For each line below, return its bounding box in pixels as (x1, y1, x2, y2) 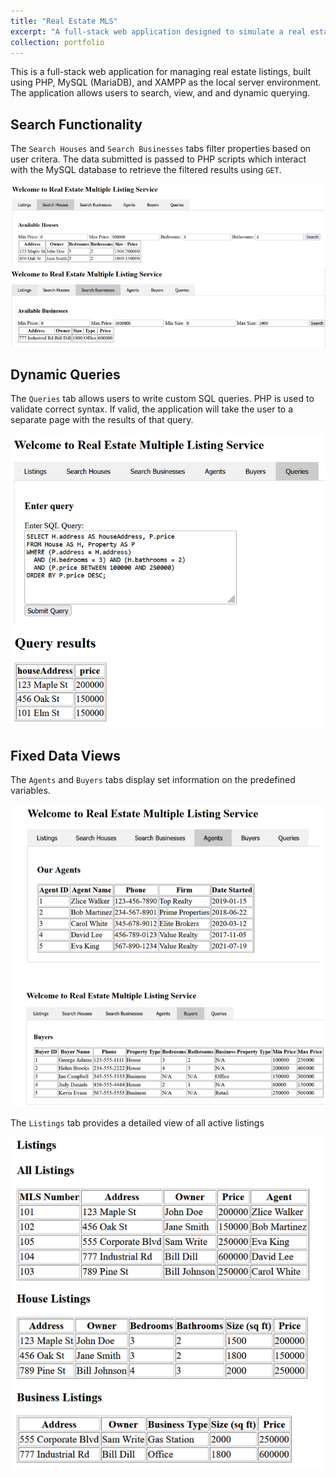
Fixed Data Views (10, 747, 122, 764)
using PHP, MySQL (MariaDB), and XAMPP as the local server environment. (10, 76, 322, 89)
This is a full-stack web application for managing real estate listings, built (10, 66, 312, 78)
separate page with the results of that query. (10, 414, 194, 426)
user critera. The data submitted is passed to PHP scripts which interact (10, 153, 307, 165)
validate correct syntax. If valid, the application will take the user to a (10, 403, 294, 415)
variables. (10, 785, 51, 797)
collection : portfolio (10, 37, 105, 47)
